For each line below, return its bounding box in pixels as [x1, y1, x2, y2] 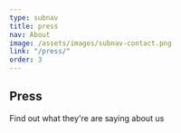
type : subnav [9, 13, 59, 23]
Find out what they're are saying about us [9, 112, 165, 123]
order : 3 [9, 55, 43, 64]
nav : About [9, 30, 51, 39]
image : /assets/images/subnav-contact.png [9, 38, 172, 48]
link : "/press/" [9, 47, 71, 56]
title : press [9, 22, 59, 31]
